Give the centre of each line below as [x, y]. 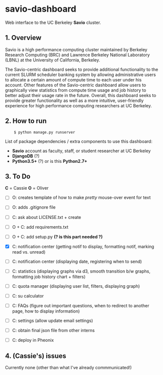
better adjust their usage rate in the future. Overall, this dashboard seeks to [81, 95]
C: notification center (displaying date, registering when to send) [77, 261]
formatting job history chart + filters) [49, 276]
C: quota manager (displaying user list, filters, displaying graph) [76, 286]
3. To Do [18, 176]
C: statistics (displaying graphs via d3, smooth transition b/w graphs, [81, 271]
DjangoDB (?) [26, 156]
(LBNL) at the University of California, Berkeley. [53, 60]
